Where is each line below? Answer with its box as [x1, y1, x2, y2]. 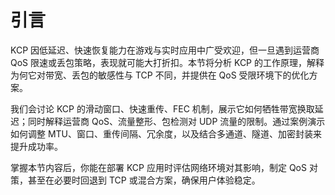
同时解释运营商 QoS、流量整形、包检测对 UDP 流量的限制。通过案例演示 [27, 115, 326, 127]
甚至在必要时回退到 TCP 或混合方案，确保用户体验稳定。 [27, 174, 261, 186]
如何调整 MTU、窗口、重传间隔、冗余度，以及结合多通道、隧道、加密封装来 [10, 127, 323, 140]
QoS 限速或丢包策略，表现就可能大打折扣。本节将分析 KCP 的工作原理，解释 [10, 56, 325, 68]
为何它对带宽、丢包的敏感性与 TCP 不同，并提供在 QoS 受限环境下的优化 [10, 69, 310, 81]
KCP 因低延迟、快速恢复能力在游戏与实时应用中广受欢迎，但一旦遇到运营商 [10, 44, 320, 56]
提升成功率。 [10, 140, 63, 152]
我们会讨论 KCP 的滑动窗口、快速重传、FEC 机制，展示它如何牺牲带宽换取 [10, 102, 315, 115]
